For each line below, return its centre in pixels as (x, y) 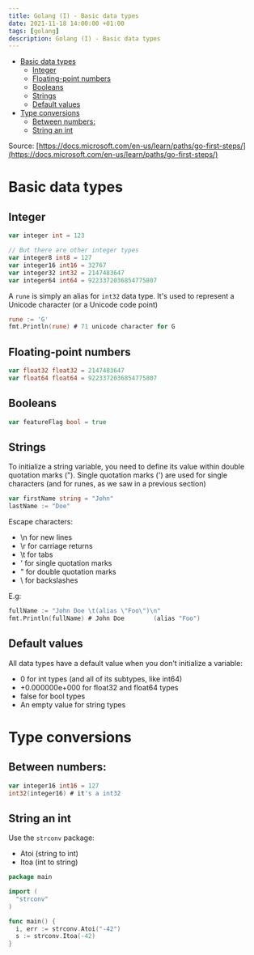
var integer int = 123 (47, 236)
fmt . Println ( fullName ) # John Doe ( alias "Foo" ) (104, 618)
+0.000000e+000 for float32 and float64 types (99, 687)
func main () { (32, 921)
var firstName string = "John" (61, 499)
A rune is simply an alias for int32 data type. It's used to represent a (121, 295)
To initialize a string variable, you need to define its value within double (127, 467)
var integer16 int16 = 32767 (57, 265)
